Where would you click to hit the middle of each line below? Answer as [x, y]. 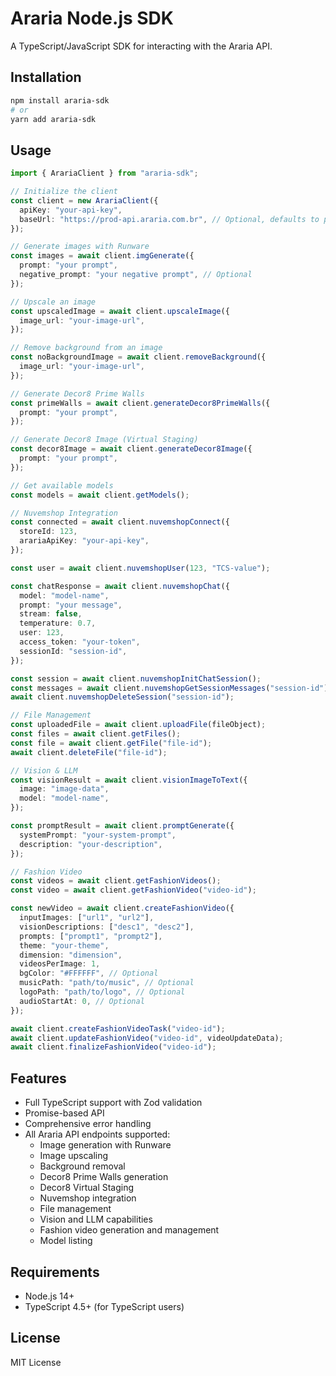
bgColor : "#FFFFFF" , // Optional [89, 973]
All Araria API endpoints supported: [97, 1134]
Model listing [66, 1241]
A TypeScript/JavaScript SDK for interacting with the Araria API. [141, 46]
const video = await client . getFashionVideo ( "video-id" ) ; [133, 890]
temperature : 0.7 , [58, 623]
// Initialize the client [64, 192]
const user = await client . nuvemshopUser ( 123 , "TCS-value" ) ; [140, 568]
